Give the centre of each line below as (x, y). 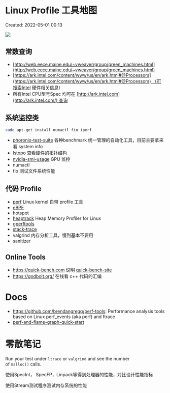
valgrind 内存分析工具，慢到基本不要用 (53, 235)
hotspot (21, 213)
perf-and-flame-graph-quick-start (48, 322)
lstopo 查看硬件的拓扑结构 (40, 153)
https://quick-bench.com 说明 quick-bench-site (62, 270)
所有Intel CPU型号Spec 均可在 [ (45, 94)
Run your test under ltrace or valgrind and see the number (67, 358)
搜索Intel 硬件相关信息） (38, 88)
